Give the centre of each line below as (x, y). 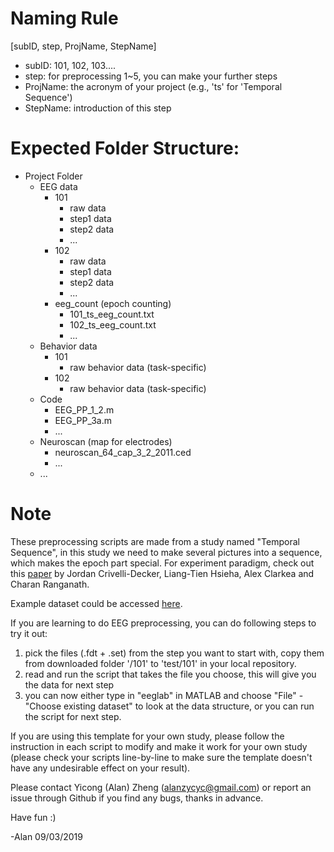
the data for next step (69, 684)
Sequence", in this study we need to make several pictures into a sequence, (166, 552)
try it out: (29, 633)
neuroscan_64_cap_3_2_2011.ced (123, 452)
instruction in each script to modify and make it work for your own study (159, 746)
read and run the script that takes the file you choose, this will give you (170, 674)
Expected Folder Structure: (125, 148)
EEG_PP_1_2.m (84, 409)
